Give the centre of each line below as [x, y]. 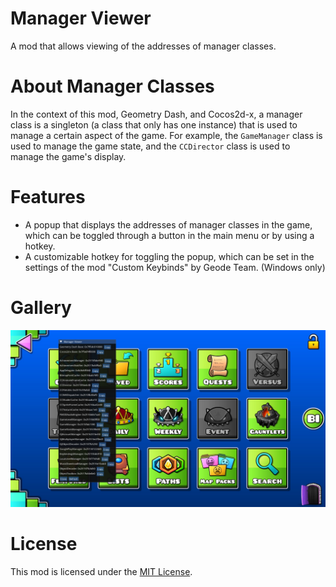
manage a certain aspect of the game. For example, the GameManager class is [166, 135]
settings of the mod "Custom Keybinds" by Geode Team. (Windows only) [175, 267]
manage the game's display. [68, 156]
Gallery [41, 308]
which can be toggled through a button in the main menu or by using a [169, 235]
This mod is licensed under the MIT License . [101, 572]
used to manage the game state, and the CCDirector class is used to [150, 146]
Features [48, 197]
